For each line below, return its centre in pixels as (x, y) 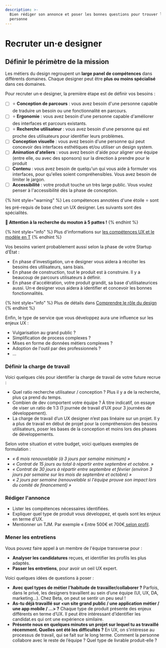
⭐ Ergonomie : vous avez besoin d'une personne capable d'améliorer (83, 117)
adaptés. (21, 563)
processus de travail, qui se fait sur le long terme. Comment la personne (86, 635)
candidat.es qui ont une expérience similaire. (58, 619)
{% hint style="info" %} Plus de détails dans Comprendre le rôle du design (81, 302)
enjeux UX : (17, 323)
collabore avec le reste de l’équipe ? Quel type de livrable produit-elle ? (84, 640)
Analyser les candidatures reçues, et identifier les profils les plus (79, 558)
